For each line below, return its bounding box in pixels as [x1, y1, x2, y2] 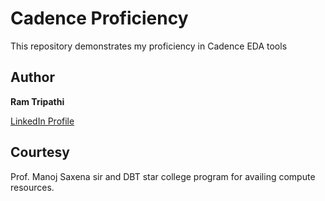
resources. [10, 181, 55, 193]
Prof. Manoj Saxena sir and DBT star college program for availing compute [10, 170, 316, 182]
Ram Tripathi [10, 95, 65, 107]
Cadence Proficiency [10, 7, 189, 30]
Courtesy [10, 144, 70, 161]
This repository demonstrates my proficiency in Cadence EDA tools [10, 40, 288, 52]
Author [10, 69, 55, 86]
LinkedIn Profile [10, 115, 75, 127]
